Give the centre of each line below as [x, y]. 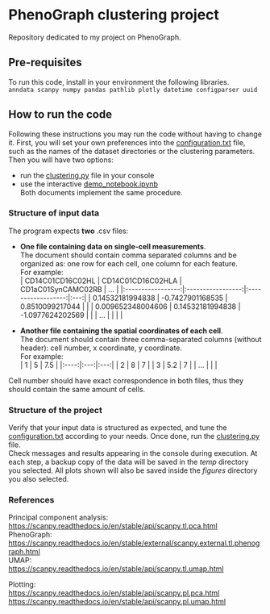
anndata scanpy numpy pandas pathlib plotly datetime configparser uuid [133, 90]
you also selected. [39, 479]
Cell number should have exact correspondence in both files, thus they [126, 380]
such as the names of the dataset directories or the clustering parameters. [132, 151]
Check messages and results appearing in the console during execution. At [133, 453]
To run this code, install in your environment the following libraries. [119, 81]
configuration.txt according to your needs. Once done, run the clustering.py [134, 436]
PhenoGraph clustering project [114, 15]
